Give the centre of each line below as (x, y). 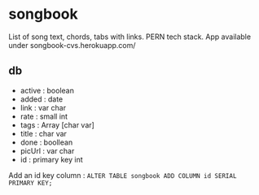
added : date (42, 99)
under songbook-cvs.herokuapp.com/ (72, 45)
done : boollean (46, 142)
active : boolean (47, 90)
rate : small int (44, 116)
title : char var (44, 133)
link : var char (43, 107)
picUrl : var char (47, 150)
